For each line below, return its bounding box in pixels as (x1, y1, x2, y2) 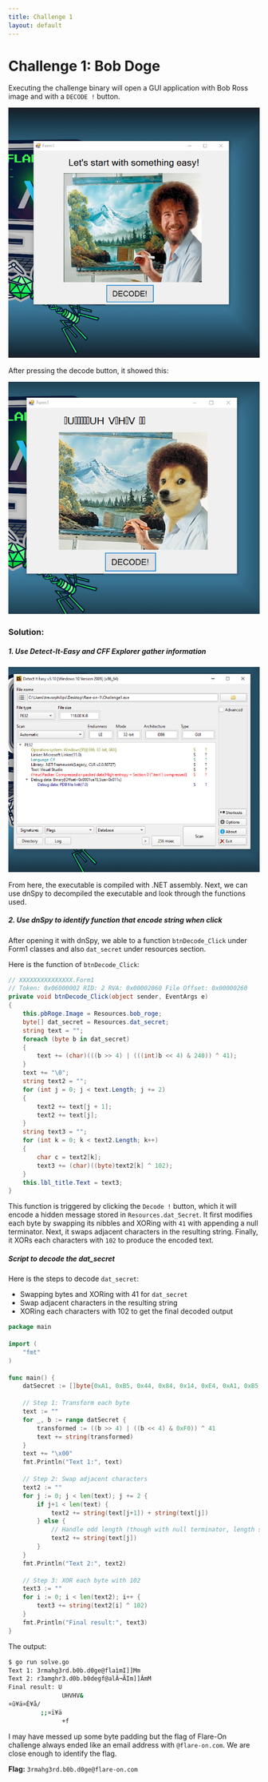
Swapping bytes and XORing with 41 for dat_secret (19, 1290, 188, 1299)
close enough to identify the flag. (8, 1748, 117, 1758)
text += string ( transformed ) (37, 1433, 134, 1441)
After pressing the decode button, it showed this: (8, 366, 169, 375)
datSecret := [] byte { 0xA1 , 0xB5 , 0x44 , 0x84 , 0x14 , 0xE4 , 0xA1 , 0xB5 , (22, 1382, 262, 1391)
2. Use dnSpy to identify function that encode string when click (8, 915, 223, 925)
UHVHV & (61, 1692, 84, 1700)
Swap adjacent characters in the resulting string (19, 1298, 178, 1308)
